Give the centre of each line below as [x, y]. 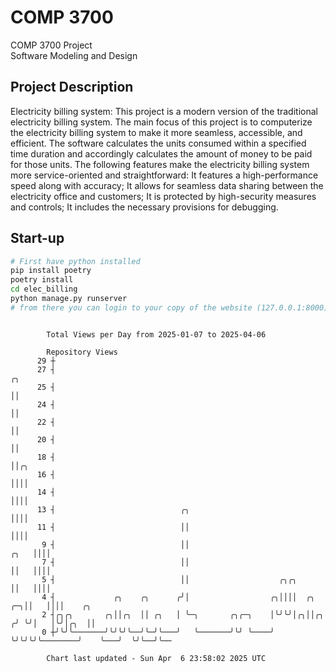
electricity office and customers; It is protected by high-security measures [163, 196]
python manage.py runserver [69, 299]
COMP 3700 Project [51, 45]
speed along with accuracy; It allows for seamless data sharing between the [167, 185]
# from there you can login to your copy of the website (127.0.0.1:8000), [171, 307]
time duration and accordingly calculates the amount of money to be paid [161, 153]
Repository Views [82, 352]
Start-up [37, 238]
